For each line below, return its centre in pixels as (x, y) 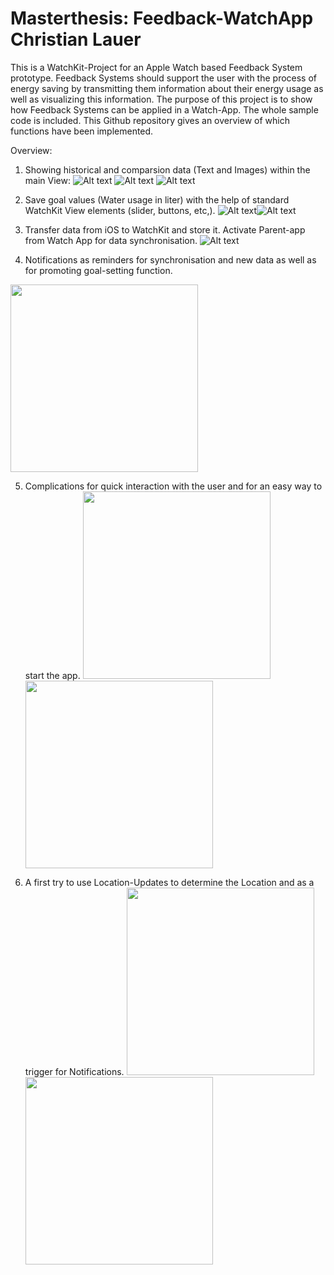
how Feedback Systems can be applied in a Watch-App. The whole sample (164, 109)
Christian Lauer (76, 39)
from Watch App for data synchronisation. (111, 240)
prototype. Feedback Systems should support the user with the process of (164, 78)
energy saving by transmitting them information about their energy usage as (167, 88)
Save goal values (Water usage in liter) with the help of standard (157, 199)
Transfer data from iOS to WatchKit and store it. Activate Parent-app (165, 229)
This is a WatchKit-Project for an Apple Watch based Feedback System (156, 67)
